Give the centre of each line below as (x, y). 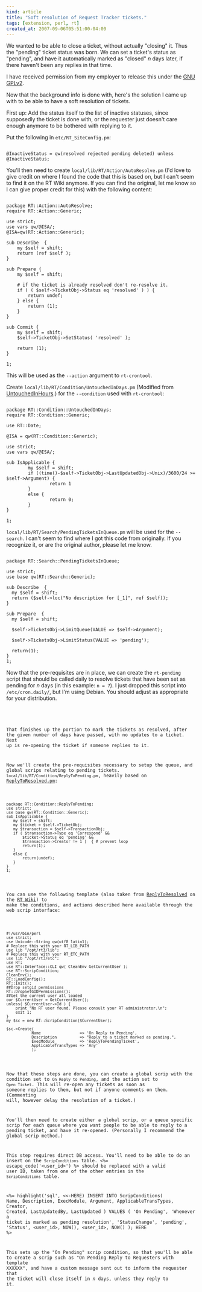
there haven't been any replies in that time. (59, 65)
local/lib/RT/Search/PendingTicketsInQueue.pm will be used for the (90, 532)
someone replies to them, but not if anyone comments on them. (87, 1090)
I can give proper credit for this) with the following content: (79, 189)
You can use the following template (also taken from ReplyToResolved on (101, 895)
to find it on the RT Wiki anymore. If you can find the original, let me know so (101, 183)
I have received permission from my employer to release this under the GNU (101, 77)
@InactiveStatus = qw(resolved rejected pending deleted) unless (90, 154)
